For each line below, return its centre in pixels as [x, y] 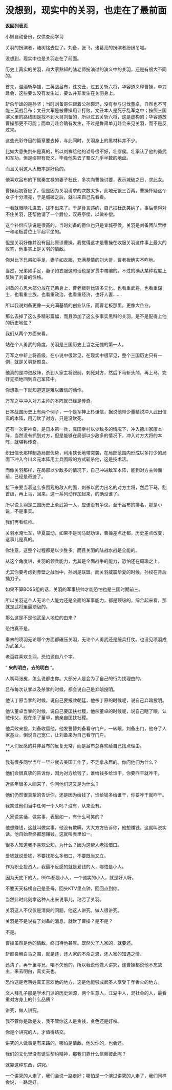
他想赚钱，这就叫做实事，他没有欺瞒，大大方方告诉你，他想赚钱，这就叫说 [84, 827]
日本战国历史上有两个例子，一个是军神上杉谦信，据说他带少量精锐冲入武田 [84, 411]
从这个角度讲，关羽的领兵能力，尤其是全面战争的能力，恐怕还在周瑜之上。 [84, 561]
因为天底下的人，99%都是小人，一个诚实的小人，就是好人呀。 [71, 877]
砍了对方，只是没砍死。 [61, 418]
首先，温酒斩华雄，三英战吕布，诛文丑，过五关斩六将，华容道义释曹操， [81, 86]
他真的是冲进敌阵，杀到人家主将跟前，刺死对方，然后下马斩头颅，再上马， [84, 372]
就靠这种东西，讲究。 [28, 1064]
